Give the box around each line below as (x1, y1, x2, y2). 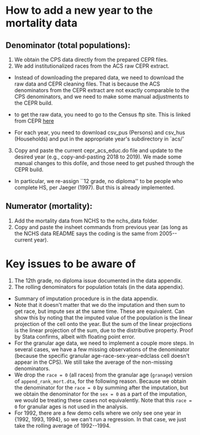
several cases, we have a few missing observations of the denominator (14, 345, 190, 353)
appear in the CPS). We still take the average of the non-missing (14, 358, 173, 366)
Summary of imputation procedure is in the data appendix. (14, 294, 159, 302)
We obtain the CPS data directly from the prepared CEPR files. (14, 56, 168, 63)
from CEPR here (14, 117, 54, 124)
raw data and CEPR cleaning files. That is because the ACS (14, 80, 160, 87)
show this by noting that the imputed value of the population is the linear (14, 314, 193, 321)
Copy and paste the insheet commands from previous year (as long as (14, 223, 188, 230)
